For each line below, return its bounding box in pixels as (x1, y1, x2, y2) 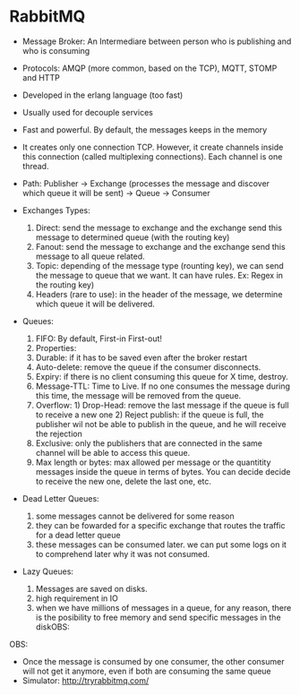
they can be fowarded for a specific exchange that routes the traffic (35, 519, 286, 530)
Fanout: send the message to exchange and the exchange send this (35, 241, 286, 252)
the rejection (35, 428, 82, 439)
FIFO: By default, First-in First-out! (35, 333, 163, 344)
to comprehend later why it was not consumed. (35, 548, 210, 559)
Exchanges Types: (21, 204, 91, 216)
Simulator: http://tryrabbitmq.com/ (21, 674, 150, 686)
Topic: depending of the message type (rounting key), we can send (35, 260, 284, 270)
